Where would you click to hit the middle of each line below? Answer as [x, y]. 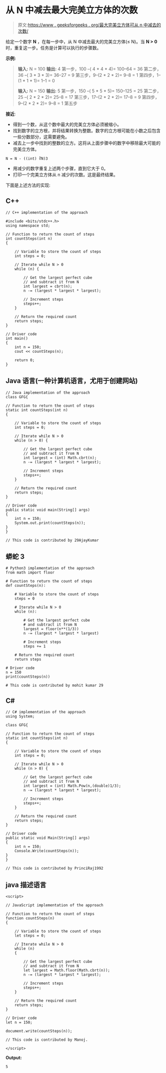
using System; [20, 717]
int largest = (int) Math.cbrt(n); [60, 458]
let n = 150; [19, 1022]
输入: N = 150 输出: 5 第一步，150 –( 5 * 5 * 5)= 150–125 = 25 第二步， [89, 91]
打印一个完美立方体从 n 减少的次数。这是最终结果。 [65, 175]
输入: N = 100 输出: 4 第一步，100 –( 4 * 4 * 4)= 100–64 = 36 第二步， [89, 69]
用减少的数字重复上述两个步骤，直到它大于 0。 [60, 168]
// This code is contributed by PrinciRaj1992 [55, 869]
